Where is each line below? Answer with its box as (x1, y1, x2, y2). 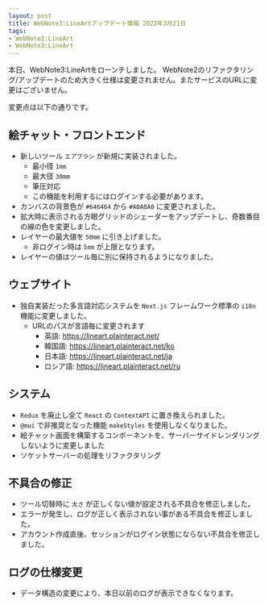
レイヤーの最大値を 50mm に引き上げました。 (19, 232, 166, 241)
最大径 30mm (31, 171, 71, 181)
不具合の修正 (8, 476, 72, 490)
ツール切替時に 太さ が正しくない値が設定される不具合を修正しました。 (19, 499, 255, 509)
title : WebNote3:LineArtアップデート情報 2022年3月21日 (8, 19, 187, 27)
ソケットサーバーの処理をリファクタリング (19, 450, 162, 460)
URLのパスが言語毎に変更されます (31, 320, 145, 331)
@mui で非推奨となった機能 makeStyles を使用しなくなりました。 (19, 420, 232, 430)
